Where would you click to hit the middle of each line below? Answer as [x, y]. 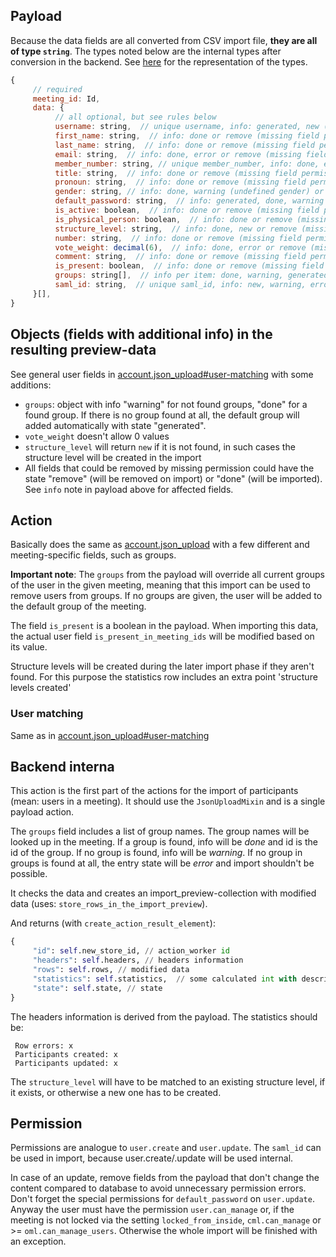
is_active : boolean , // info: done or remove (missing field [187, 210]
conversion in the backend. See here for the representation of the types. [159, 61]
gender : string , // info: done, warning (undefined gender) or [189, 192]
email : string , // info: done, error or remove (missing [178, 154]
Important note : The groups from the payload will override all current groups [167, 575]
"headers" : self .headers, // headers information [138, 960]
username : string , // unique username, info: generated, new [187, 127]
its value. [29, 647]
